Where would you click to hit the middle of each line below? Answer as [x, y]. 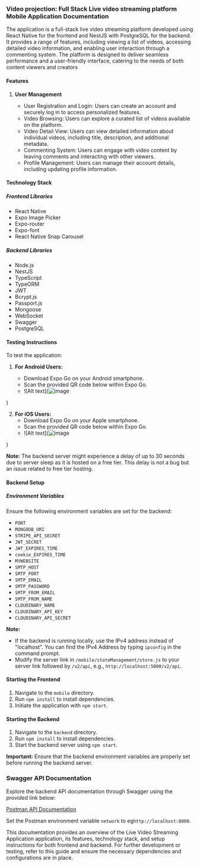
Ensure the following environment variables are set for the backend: [89, 511]
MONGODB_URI [29, 529]
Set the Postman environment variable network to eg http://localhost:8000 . [99, 821]
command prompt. [37, 653]
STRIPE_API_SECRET [37, 536]
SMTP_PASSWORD [32, 586]
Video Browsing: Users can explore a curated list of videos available [107, 118]
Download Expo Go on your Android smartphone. [84, 378]
